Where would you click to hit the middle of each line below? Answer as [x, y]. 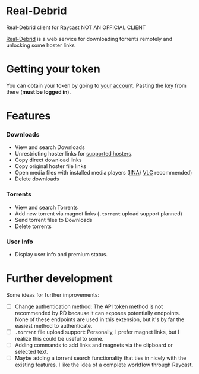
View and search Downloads [50, 147]
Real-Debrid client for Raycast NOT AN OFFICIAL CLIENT [76, 27]
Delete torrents [33, 226]
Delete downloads [37, 179]
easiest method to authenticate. [53, 325]
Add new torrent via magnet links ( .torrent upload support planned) [99, 213]
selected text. [31, 352]
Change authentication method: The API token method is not [89, 306]
